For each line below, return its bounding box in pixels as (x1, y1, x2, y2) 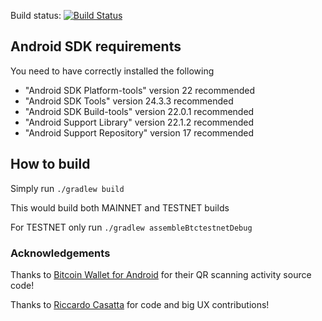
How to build (10, 156, 91, 173)
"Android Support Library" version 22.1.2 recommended (24, 116, 255, 128)
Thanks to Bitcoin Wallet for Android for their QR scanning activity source (10, 268, 312, 280)
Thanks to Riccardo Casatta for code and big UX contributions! (10, 298, 270, 310)
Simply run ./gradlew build (10, 182, 125, 194)
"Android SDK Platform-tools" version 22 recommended (24, 84, 256, 96)
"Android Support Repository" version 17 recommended (24, 126, 255, 139)
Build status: (10, 10, 62, 21)
